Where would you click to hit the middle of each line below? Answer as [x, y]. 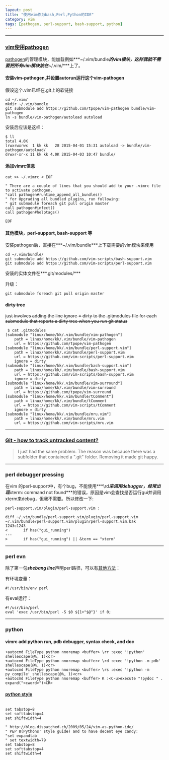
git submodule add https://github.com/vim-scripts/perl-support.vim [78, 263]
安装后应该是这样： [25, 127]
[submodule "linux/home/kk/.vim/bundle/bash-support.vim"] [68, 366]
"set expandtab [21, 736]
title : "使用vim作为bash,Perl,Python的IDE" [50, 15]
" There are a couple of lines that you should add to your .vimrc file [83, 186]
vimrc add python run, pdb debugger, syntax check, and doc [70, 641]
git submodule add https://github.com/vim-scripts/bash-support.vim [78, 259]
